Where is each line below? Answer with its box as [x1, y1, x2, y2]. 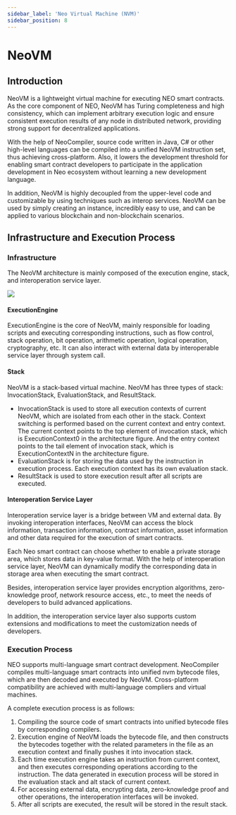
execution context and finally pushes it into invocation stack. [17, 748, 194, 756]
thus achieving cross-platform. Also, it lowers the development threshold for [7, 152, 228, 161]
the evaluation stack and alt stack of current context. [17, 778, 171, 786]
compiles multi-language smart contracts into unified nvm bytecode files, [7, 668, 220, 677]
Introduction [7, 75, 63, 87]
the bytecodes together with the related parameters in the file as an [17, 740, 213, 749]
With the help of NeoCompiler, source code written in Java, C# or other [7, 137, 214, 146]
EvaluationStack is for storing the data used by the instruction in [17, 456, 204, 465]
